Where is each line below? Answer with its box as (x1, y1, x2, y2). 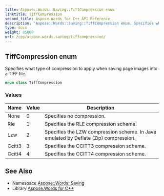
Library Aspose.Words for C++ (12, 185, 74, 191)
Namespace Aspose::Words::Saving (12, 180, 84, 186)
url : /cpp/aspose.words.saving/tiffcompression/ (5, 35, 106, 40)
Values (5, 91, 22, 98)
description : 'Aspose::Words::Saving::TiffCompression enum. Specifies (5, 21, 154, 26)
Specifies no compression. (44, 112, 106, 119)
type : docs (5, 25, 27, 30)
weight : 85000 (5, 30, 34, 35)
